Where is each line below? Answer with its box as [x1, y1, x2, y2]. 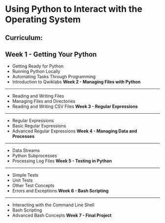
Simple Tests [12, 172, 38, 178]
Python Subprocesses [12, 153, 57, 159]
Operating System [5, 14, 81, 25]
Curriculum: [5, 33, 43, 42]
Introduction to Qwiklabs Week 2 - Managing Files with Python [12, 79, 141, 85]
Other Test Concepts [12, 183, 55, 189]
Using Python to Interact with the [5, 3, 142, 15]
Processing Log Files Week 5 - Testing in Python [12, 158, 112, 164]
